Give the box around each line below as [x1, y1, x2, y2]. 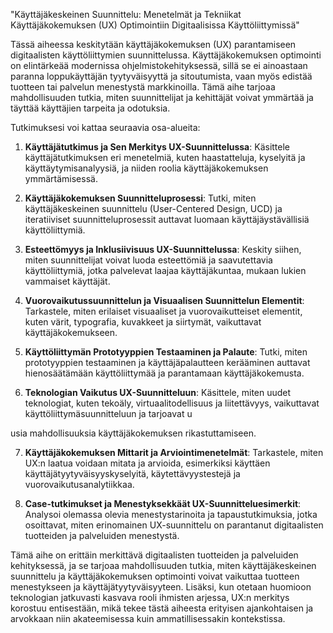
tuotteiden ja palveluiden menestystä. [24, 530, 180, 541]
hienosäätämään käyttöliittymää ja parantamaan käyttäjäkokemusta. [24, 367, 305, 379]
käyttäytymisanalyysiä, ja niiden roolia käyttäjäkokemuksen [24, 162, 269, 174]
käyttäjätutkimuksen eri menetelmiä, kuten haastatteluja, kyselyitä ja [24, 152, 306, 163]
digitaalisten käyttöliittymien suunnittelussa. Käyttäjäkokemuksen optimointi [10, 49, 322, 61]
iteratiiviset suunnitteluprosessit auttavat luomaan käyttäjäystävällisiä [24, 214, 310, 225]
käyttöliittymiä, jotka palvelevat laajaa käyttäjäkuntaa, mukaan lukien [24, 265, 307, 276]
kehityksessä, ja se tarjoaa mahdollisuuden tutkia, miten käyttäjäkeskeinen [10, 560, 317, 571]
